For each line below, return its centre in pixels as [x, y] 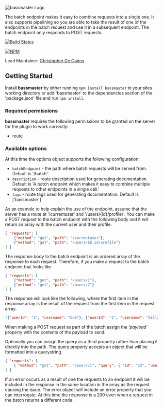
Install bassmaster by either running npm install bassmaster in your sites [79, 88]
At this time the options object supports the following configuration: [72, 159]
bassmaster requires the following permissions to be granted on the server [80, 121]
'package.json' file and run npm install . [45, 98]
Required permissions [32, 111]
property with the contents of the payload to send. [55, 332]
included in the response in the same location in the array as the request [77, 384]
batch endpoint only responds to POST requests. [54, 32]
